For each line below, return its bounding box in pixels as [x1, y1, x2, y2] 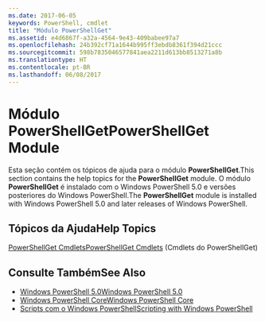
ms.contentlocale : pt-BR [8, 64, 91, 72]
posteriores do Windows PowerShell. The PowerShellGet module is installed [8, 190, 257, 199]
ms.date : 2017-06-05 [8, 11, 77, 20]
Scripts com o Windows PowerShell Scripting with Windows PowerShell [19, 304, 253, 314]
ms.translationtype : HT [8, 56, 88, 64]
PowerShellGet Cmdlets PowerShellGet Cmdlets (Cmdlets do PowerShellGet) [8, 243, 259, 253]
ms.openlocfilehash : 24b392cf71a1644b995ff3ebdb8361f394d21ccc [8, 41, 223, 49]
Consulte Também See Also [8, 265, 146, 279]
